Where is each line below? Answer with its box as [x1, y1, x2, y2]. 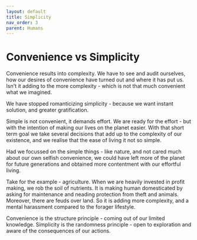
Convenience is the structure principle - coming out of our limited [6, 215, 165, 222]
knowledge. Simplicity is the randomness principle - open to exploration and [6, 221, 192, 228]
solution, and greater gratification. [6, 107, 89, 114]
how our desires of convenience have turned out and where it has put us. [6, 76, 184, 83]
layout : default [6, 8, 46, 15]
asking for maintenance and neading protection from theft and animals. [6, 191, 179, 198]
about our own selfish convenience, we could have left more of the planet [6, 154, 185, 162]
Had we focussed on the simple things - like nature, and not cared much [6, 148, 182, 155]
